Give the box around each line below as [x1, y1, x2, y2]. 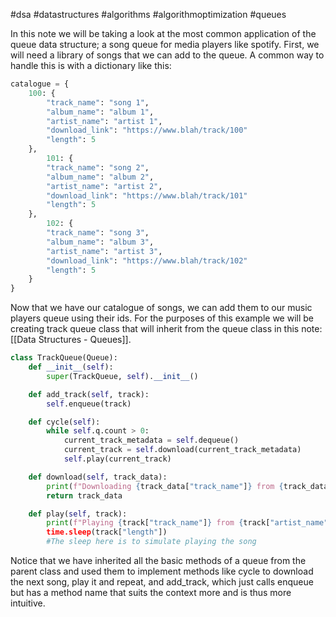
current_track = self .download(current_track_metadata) [63, 445, 302, 455]
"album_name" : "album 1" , [46, 107, 155, 117]
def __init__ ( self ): [28, 362, 114, 372]
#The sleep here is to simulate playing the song [46, 537, 257, 547]
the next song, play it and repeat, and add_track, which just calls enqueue [10, 576, 314, 588]
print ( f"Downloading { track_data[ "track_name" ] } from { [46, 481, 284, 491]
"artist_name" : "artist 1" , [46, 116, 163, 126]
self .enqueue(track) [46, 399, 132, 409]
